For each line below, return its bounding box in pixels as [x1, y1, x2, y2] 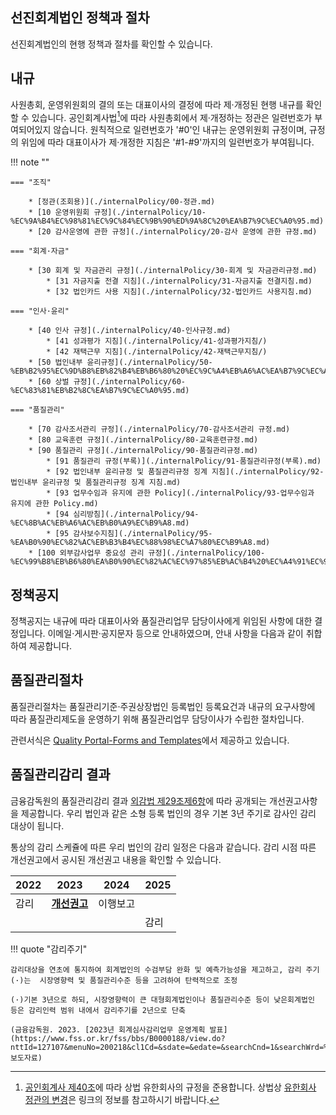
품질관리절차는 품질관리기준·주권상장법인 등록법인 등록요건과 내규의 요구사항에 [10, 700, 316, 712]
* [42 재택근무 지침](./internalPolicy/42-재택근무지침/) [46, 347, 268, 357]
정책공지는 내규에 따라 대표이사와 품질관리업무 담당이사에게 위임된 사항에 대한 [10, 615, 313, 627]
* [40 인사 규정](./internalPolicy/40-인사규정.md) [28, 326, 232, 336]
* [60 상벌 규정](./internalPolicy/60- [28, 377, 187, 387]
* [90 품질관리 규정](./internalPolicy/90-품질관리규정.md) [28, 446, 259, 456]
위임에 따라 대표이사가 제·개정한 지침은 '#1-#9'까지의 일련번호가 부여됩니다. [20, 136, 315, 148]
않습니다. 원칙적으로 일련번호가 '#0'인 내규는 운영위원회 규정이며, [53, 124, 307, 136]
